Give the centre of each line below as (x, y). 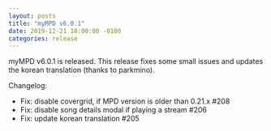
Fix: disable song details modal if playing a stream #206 (113, 110)
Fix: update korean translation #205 (80, 119)
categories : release (43, 38)
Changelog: (28, 86)
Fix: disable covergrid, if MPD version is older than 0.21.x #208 (125, 101)
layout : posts (32, 16)
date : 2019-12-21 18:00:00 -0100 (65, 31)
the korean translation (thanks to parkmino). (82, 70)
